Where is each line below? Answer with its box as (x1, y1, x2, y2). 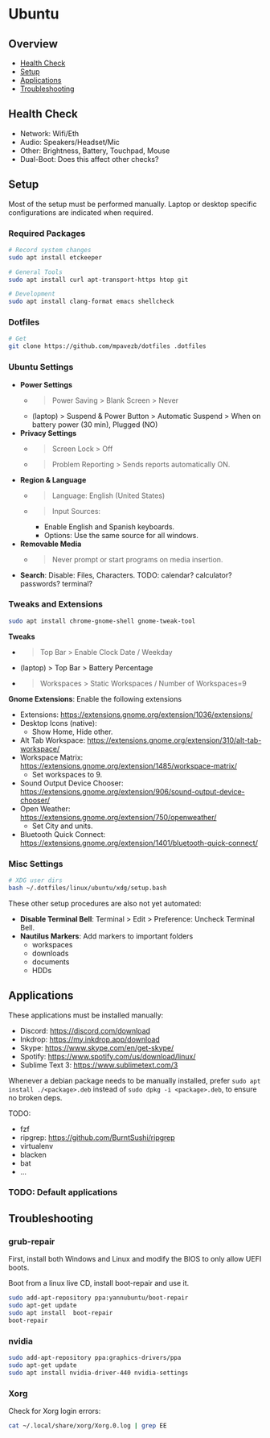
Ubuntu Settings (8, 362, 74, 373)
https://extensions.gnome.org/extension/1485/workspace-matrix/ (19, 760, 238, 770)
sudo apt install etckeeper (8, 253, 103, 262)
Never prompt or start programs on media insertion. (51, 554, 223, 564)
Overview (8, 37, 59, 51)
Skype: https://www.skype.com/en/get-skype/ (19, 1042, 174, 1052)
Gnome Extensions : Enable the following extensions (8, 694, 182, 703)
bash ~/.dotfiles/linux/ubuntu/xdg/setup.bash (8, 884, 167, 892)
